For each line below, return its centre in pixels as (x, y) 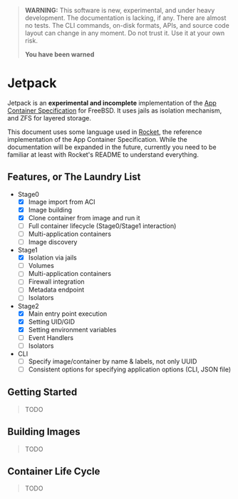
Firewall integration (56, 282)
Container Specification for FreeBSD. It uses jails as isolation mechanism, (115, 110)
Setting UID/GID (52, 321)
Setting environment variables (72, 329)
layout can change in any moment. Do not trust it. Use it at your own (125, 33)
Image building (50, 210)
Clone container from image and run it (84, 217)
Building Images (44, 432)
